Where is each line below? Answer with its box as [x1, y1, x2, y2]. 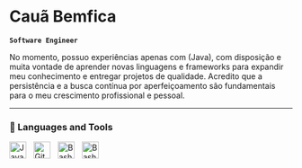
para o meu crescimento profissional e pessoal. [9, 90, 186, 101]
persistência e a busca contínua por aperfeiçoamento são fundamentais [9, 80, 276, 91]
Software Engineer [9, 36, 78, 45]
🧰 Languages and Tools [9, 120, 113, 133]
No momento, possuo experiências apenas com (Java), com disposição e [9, 51, 281, 62]
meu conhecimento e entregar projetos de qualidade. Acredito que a [9, 70, 263, 82]
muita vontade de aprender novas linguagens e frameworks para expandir [9, 61, 284, 72]
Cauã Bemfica [9, 6, 117, 27]
